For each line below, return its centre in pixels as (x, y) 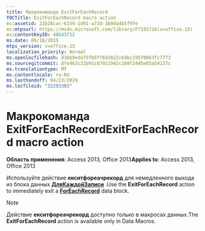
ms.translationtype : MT (37, 69)
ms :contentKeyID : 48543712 (41, 35)
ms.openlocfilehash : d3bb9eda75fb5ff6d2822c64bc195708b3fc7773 (89, 58)
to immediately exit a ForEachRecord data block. (68, 191)
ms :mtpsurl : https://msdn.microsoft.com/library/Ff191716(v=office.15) (99, 29)
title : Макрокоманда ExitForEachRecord (57, 12)
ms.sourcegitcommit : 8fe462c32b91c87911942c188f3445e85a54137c (89, 63)
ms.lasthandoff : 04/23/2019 (42, 80)
